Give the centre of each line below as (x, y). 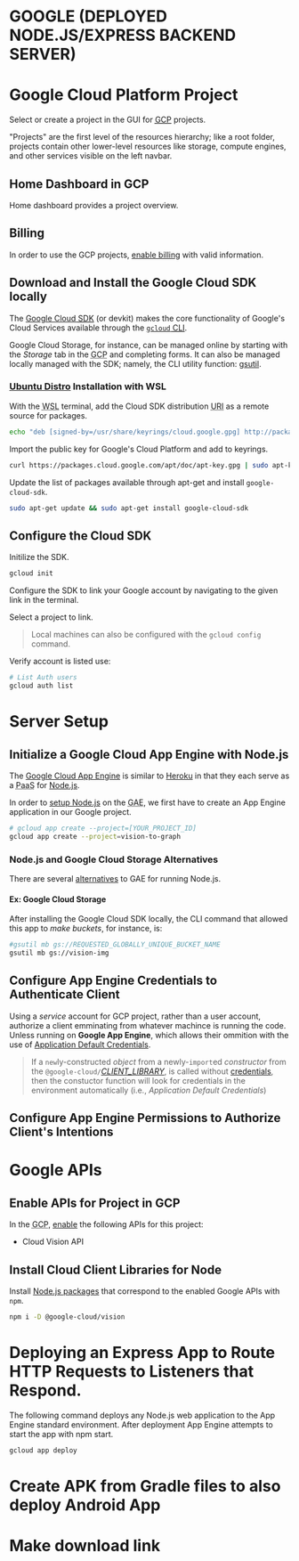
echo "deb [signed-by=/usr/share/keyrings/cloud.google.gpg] (125, 432)
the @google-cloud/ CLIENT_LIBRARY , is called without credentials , (152, 1071)
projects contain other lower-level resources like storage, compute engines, (148, 146)
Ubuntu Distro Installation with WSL (88, 386)
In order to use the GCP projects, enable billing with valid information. (137, 255)
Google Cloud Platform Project (124, 95)
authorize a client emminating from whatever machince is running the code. (148, 1025)
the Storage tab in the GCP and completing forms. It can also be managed (145, 354)
